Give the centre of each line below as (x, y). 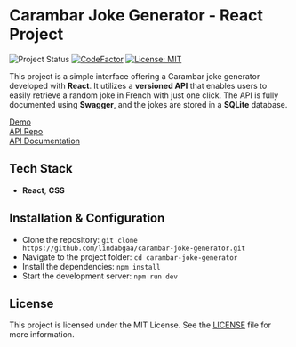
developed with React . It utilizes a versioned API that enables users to (138, 85)
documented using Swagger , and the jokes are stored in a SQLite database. (148, 104)
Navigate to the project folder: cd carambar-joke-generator (130, 257)
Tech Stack (41, 169)
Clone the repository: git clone (80, 239)
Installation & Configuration (87, 218)
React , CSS (43, 190)
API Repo (26, 131)
